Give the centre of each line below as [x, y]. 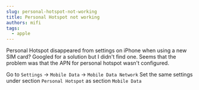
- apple [21, 34]
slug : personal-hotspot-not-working [52, 12]
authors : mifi [24, 22]
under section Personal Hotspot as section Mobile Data [74, 81]
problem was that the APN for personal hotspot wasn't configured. [88, 63]
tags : [13, 28]
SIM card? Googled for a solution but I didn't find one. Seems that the [91, 57]
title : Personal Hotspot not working [53, 17]
